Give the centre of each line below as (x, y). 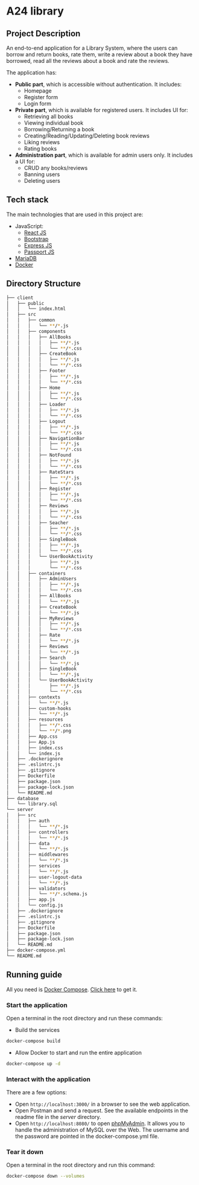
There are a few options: (37, 1092)
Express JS (38, 245)
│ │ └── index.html (36, 309)
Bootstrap (36, 239)
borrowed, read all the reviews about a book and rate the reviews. (88, 61)
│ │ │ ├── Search (36, 658)
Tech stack (27, 200)
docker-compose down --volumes (46, 1176)
